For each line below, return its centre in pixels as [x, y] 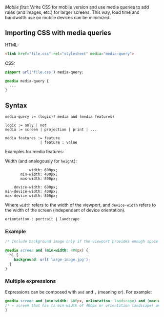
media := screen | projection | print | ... [51, 130]
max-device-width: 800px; [31, 196]
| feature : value [59, 142]
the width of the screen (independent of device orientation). [65, 210]
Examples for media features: [35, 151]
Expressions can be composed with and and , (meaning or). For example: [79, 292]
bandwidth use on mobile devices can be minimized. [58, 17]
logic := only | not [26, 125]
